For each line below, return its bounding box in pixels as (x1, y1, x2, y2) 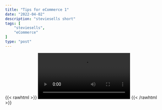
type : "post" (5, 39, 32, 44)
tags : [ (5, 21, 21, 26)
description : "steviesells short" (5, 16, 76, 21)
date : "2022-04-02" (5, 12, 45, 17)
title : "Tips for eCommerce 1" (5, 7, 69, 12)
